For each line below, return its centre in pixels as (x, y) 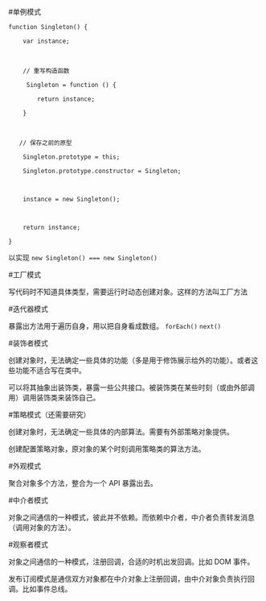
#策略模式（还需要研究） (49, 414)
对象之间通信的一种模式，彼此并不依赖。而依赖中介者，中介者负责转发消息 (131, 517)
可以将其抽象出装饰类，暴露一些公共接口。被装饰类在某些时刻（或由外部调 (131, 388)
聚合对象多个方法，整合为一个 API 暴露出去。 (83, 483)
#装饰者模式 (28, 343)
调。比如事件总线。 (40, 589)
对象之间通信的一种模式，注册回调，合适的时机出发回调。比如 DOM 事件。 (131, 562)
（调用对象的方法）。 (42, 527)
